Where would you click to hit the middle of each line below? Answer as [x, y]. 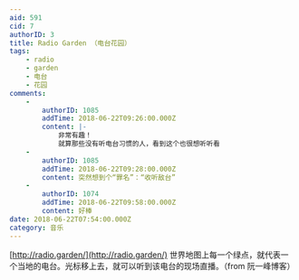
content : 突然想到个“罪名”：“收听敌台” [109, 177]
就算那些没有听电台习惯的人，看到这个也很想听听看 [139, 144]
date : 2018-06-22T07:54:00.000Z [70, 219]
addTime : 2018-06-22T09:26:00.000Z [109, 118]
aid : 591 [26, 18]
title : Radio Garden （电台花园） [70, 43]
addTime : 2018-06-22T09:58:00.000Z [109, 203]
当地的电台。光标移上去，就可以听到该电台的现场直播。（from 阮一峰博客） [156, 266]
